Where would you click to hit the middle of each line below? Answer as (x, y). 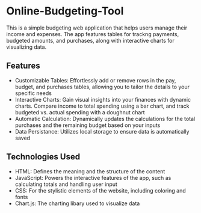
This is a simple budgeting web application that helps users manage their (97, 28)
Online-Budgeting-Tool (65, 11)
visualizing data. (26, 47)
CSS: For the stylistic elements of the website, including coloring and (100, 190)
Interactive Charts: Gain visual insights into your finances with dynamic (103, 99)
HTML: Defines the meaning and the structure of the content (90, 171)
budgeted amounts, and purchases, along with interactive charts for (90, 40)
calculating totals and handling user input (66, 184)
